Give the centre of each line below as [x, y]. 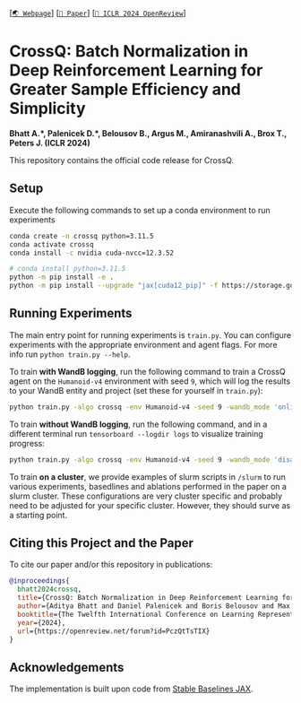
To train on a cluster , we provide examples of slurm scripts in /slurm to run [148, 477]
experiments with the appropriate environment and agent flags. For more [143, 344]
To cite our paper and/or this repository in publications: [111, 565]
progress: [27, 443]
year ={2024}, [42, 622]
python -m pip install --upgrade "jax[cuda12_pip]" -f [114, 286]
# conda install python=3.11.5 [68, 269]
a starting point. [39, 515]
